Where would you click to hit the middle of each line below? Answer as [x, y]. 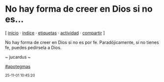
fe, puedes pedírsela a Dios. [33, 47]
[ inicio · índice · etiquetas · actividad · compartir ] [55, 33]
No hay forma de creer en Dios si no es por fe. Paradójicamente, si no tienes [82, 42]
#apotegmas [18, 66]
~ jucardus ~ [18, 57]
